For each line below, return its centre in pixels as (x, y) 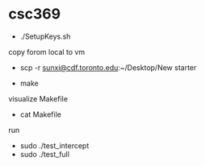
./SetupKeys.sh (45, 36)
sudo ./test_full (45, 154)
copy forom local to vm (47, 52)
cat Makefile (41, 114)
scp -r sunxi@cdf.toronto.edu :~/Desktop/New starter (108, 67)
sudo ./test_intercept (54, 145)
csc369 (35, 14)
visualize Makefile (38, 98)
